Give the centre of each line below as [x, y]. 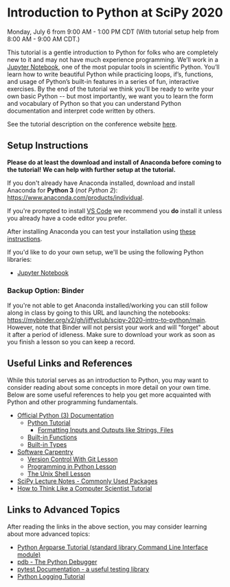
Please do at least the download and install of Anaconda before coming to [114, 162]
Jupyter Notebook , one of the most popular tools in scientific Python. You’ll [113, 67]
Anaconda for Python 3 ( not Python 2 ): [62, 190]
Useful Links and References [70, 363]
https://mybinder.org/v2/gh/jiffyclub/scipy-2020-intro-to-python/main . [107, 320]
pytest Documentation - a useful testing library [83, 569]
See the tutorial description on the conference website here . [92, 124]
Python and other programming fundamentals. [73, 402]
